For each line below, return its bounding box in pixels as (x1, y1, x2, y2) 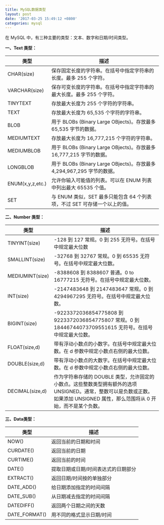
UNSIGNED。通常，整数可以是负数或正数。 (53, 388, 153, 395)
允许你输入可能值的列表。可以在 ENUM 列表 (51, 177, 152, 184)
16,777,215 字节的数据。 (51, 152, 110, 158)
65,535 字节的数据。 (51, 126, 100, 133)
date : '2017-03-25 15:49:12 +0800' (5, 16, 78, 21)
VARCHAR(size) (7, 87, 44, 94)
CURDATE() (7, 447, 35, 454)
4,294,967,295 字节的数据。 (51, 168, 118, 175)
